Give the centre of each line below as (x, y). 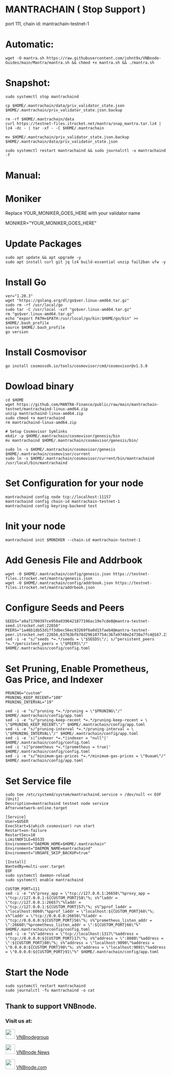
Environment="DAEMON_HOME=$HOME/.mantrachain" (56, 844)
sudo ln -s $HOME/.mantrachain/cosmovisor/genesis (60, 449)
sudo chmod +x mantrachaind (35, 418)
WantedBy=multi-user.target (35, 866)
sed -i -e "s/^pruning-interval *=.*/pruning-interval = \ (70, 729)
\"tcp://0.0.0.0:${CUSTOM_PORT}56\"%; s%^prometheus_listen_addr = (79, 920)
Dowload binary (40, 386)
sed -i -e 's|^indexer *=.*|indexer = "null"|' (57, 738)
